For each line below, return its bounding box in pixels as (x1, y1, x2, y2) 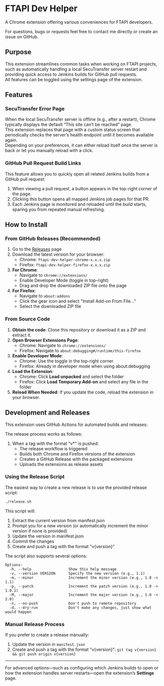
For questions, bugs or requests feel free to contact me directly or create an (5, 28, 158, 34)
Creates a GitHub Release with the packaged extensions (19, 456, 133, 462)
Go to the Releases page (12, 246, 62, 252)
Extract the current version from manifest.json (12, 517, 105, 523)
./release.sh (5, 499, 32, 504)
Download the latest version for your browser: (12, 251, 105, 257)
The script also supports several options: (5, 553, 87, 559)
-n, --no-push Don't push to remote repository (9, 601, 137, 606)
